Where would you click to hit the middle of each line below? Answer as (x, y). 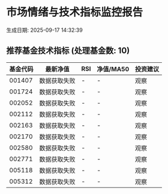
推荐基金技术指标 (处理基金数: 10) (68, 51)
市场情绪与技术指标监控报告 (75, 12)
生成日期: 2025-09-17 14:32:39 (44, 30)
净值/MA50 (113, 69)
